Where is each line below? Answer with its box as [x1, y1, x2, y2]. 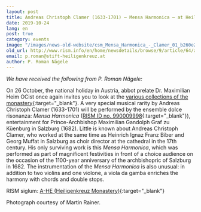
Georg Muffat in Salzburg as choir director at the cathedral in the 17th [6, 137, 177, 145]
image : [6, 42, 23, 48]
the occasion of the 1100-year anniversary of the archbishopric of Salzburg [6, 156, 191, 164]
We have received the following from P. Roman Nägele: [6, 75, 142, 82]
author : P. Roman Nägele [6, 59, 68, 64]
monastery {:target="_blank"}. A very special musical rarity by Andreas [6, 99, 180, 106]
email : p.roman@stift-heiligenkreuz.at [6, 53, 106, 59]
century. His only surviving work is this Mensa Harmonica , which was [6, 144, 178, 151]
